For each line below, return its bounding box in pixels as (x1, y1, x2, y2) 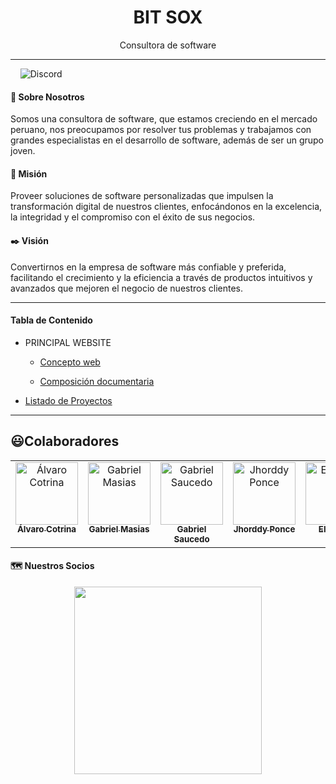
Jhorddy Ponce (233, 524, 296, 535)
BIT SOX (133, 6, 203, 29)
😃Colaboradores (10, 433, 120, 450)
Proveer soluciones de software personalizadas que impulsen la (10, 190, 274, 202)
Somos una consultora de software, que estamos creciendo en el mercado (10, 113, 318, 125)
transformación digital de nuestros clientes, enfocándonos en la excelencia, (10, 201, 323, 213)
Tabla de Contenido (10, 314, 93, 326)
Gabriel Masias (88, 524, 150, 535)
